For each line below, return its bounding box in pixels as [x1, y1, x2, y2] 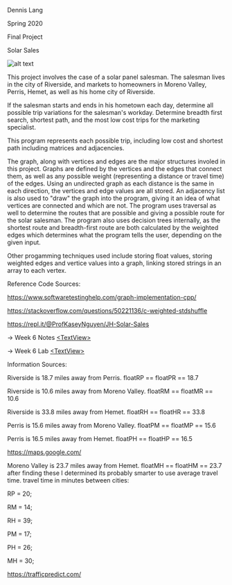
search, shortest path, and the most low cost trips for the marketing [7, 116, 200, 124]
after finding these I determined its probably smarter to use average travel [7, 469, 218, 477]
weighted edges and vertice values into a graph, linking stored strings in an [7, 259, 222, 267]
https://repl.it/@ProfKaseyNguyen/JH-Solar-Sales [7, 320, 150, 328]
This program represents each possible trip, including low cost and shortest [7, 136, 224, 145]
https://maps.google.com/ [7, 448, 82, 456]
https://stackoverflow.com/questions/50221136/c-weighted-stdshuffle [7, 307, 208, 314]
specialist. [7, 123, 37, 131]
